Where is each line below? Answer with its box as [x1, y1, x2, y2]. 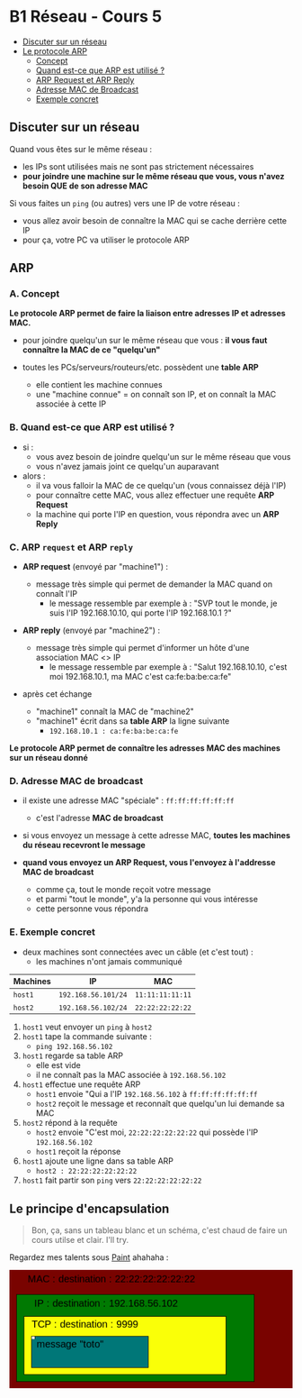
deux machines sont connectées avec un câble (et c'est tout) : [22, 946, 253, 957]
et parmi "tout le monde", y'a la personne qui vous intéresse [35, 894, 259, 905]
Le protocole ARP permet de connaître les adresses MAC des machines [9, 743, 281, 754]
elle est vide [35, 1060, 81, 1071]
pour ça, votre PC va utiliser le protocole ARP [22, 234, 191, 245]
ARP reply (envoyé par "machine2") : [22, 625, 160, 636]
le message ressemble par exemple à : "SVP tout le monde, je [49, 598, 278, 609]
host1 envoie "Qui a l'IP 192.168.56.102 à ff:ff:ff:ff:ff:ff [35, 1089, 258, 1100]
